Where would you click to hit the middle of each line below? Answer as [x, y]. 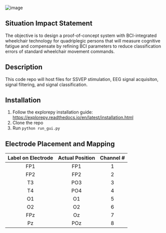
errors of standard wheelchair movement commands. [60, 51]
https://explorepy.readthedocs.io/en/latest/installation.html [73, 117]
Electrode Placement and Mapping [60, 144]
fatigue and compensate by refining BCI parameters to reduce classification [83, 46]
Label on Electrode [30, 158]
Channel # [112, 158]
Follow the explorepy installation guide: [53, 112]
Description [24, 67]
